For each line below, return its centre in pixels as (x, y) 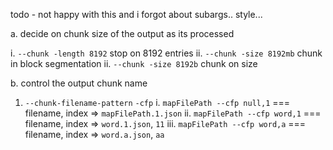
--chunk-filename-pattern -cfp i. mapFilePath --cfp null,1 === (157, 102)
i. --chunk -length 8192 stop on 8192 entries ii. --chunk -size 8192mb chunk (166, 53)
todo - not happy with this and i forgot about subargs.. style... (136, 14)
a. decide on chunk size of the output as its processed (122, 33)
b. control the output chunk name (79, 83)
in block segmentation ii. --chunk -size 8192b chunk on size (134, 63)
